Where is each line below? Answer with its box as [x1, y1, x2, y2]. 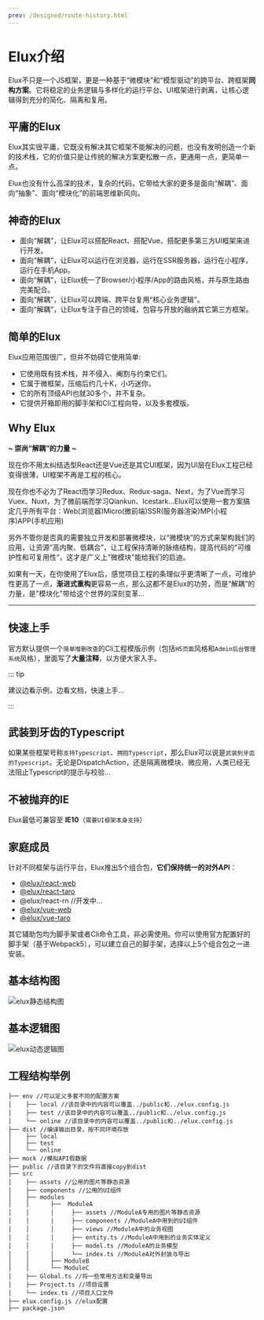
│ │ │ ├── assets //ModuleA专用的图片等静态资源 [8, 1208, 200, 1216]
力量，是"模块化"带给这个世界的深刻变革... [8, 588, 145, 598]
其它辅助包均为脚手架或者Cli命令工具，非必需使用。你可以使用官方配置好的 [8, 930, 251, 939]
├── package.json [8, 1304, 65, 1312]
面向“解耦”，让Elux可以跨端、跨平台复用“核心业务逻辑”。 [19, 295, 204, 305]
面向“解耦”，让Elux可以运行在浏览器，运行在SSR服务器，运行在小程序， [19, 256, 253, 265]
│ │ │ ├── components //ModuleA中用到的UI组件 [8, 1216, 199, 1225]
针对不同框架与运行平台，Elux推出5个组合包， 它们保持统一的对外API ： [8, 863, 237, 872]
